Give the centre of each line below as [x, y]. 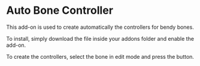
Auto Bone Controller [60, 10]
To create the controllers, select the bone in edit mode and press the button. [100, 56]
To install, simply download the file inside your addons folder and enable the [100, 38]
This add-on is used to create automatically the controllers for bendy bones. [100, 27]
